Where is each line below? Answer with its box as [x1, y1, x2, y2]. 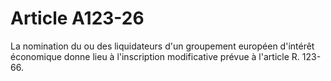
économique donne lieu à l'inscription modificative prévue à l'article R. [10, 50, 300, 62]
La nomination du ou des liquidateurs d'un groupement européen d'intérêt [10, 40, 315, 52]
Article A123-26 [10, 7, 145, 30]
